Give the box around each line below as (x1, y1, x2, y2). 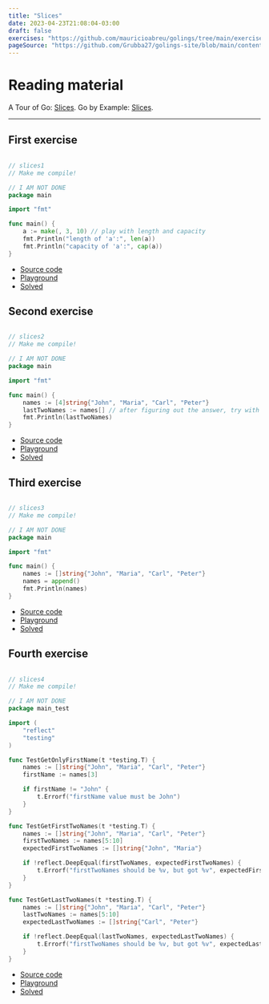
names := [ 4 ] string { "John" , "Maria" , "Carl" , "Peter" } (22, 399, 210, 407)
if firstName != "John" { (22, 785, 110, 794)
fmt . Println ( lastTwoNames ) (22, 414, 113, 422)
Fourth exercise (8, 647, 89, 661)
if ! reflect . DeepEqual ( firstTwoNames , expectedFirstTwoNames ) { (22, 859, 242, 867)
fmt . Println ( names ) (22, 585, 88, 593)
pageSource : (8, 42, 48, 50)
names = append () (22, 577, 81, 585)
